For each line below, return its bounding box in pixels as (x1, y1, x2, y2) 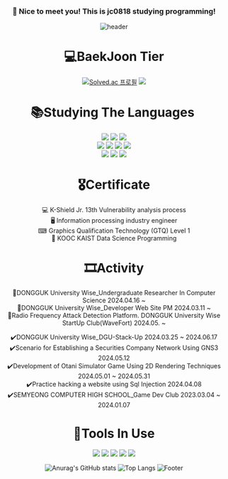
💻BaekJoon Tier (64, 49, 164, 65)
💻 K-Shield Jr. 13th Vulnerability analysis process (42, 206, 186, 214)
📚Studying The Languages (30, 104, 195, 121)
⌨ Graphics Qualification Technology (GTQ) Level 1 (38, 226, 190, 235)
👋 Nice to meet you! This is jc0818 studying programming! (12, 6, 216, 16)
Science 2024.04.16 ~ (82, 296, 146, 304)
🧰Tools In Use (73, 426, 155, 442)
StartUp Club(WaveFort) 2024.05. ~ (62, 319, 166, 327)
